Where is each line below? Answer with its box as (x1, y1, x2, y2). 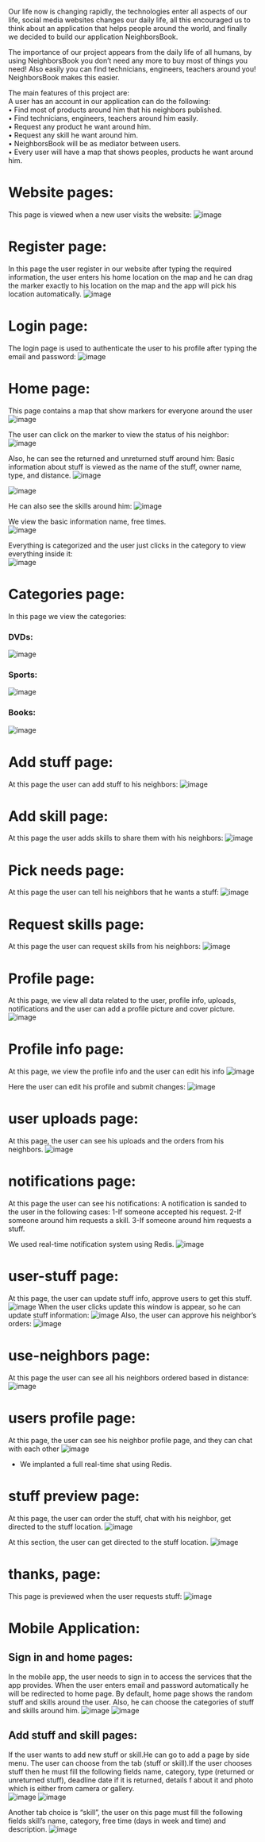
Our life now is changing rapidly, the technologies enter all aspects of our (8, 7, 248, 16)
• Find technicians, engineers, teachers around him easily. (8, 114, 198, 122)
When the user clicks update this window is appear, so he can (38, 1302, 240, 1312)
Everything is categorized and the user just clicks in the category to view (8, 540, 246, 550)
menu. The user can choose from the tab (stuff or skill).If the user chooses (8, 1758, 252, 1767)
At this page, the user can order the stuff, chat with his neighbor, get (8, 1513, 232, 1523)
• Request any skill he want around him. (8, 130, 139, 140)
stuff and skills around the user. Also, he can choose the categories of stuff (8, 1697, 255, 1707)
